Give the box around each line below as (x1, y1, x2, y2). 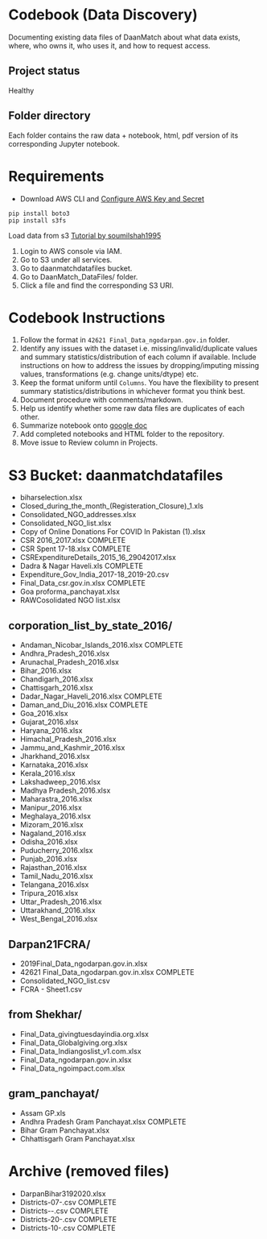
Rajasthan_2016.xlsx (19, 863, 87, 872)
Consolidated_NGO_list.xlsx (19, 518, 112, 528)
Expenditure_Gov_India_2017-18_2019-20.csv (19, 570, 170, 579)
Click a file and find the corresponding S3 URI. (19, 280, 175, 290)
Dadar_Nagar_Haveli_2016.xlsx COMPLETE (19, 691, 162, 702)
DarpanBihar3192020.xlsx (19, 1188, 106, 1198)
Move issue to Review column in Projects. (19, 437, 158, 448)
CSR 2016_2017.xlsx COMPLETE (19, 536, 126, 545)
